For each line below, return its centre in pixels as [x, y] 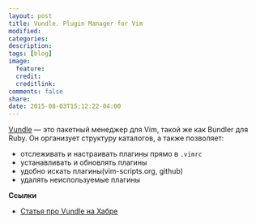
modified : [25, 31]
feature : [30, 69]
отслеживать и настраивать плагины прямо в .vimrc [111, 154]
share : [19, 99]
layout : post [30, 16]
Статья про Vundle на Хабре [69, 211]
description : [30, 46]
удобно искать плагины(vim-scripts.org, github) [102, 171]
